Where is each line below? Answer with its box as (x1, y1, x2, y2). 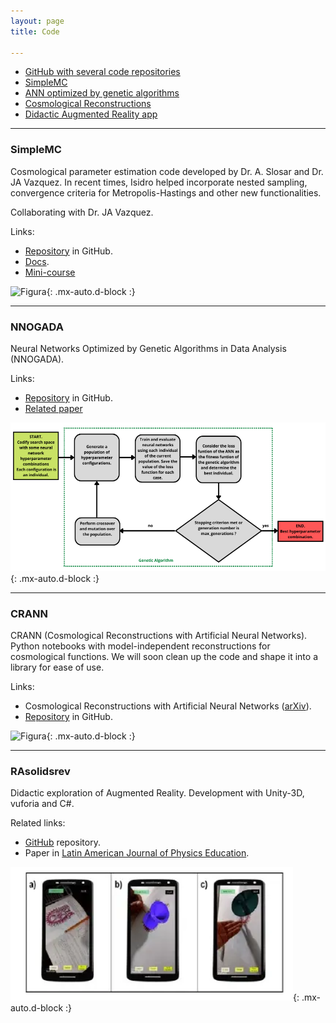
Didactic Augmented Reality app (24, 108, 158, 120)
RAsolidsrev (10, 765, 71, 779)
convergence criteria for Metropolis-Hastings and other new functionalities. (10, 186, 322, 199)
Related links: (10, 817, 66, 829)
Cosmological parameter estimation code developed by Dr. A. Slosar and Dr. (10, 165, 324, 177)
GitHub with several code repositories (24, 66, 181, 78)
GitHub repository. (24, 836, 101, 849)
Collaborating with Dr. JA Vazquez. (10, 206, 154, 218)
